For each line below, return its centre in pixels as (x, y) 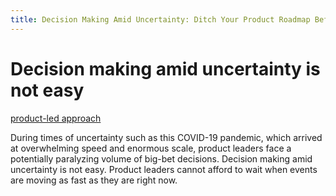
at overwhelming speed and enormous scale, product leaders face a (151, 148)
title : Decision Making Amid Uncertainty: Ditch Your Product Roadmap (160, 19)
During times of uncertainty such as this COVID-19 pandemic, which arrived (166, 137)
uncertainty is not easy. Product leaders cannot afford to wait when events (164, 169)
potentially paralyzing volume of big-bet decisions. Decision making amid (161, 158)
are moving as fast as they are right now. (94, 180)
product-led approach (56, 118)
